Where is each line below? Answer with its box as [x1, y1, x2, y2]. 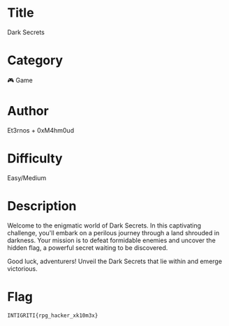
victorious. [7, 264, 38, 273]
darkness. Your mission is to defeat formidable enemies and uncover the [7, 236, 216, 244]
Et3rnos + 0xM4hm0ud [7, 126, 75, 134]
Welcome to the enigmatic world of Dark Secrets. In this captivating [7, 221, 201, 230]
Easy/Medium [7, 173, 47, 182]
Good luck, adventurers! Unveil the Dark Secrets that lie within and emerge [7, 257, 222, 265]
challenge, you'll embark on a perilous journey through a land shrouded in [7, 228, 220, 237]
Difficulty [7, 151, 63, 166]
